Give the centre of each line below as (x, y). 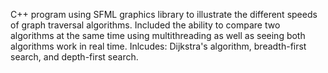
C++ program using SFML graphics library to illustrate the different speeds (164, 14)
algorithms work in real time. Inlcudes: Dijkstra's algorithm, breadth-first (158, 46)
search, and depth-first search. (74, 57)
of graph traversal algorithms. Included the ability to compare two (145, 25)
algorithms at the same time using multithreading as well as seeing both (158, 35)
